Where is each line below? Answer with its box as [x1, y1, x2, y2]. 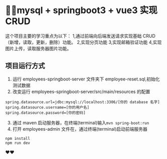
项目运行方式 [5, 61, 45, 70]
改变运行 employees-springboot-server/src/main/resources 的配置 [12, 89, 150, 95]
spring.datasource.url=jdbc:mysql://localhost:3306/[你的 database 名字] [5, 99, 160, 105]
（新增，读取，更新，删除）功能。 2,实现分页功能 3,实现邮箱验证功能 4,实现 [5, 39, 162, 45]
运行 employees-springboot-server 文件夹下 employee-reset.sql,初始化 [12, 76, 160, 82]
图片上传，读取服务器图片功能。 [5, 45, 71, 51]
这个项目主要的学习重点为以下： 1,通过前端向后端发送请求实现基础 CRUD [5, 33, 156, 39]
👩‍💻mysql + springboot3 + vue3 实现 [5, 5, 157, 16]
